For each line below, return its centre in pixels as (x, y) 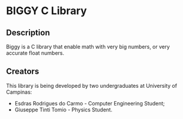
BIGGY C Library (46, 11)
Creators (23, 72)
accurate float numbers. (35, 53)
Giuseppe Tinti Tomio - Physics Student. (64, 110)
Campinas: (19, 92)
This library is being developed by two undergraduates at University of (92, 85)
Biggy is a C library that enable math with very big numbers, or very (88, 47)
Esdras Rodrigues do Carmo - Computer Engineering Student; (90, 103)
